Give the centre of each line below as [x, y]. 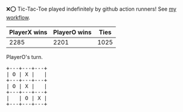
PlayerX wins [28, 32]
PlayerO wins [72, 32]
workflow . [18, 18]
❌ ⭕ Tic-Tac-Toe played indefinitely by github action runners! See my [91, 9]
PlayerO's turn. [24, 57]
